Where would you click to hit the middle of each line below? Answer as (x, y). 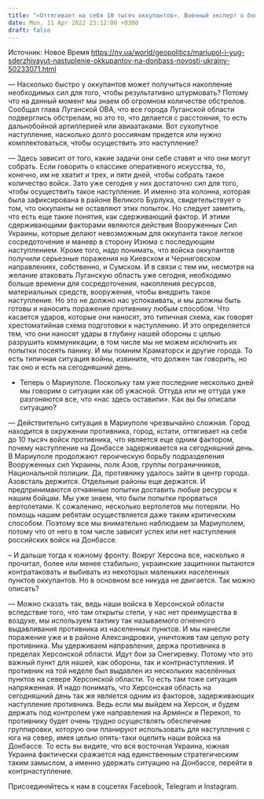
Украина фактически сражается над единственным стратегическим (123, 755)
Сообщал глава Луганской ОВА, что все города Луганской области (121, 109)
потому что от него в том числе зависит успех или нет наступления (122, 531)
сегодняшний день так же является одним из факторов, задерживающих (131, 696)
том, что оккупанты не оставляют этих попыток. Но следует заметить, (127, 209)
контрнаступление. (40, 771)
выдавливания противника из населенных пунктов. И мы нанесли (119, 629)
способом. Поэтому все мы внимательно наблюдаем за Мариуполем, (127, 523)
